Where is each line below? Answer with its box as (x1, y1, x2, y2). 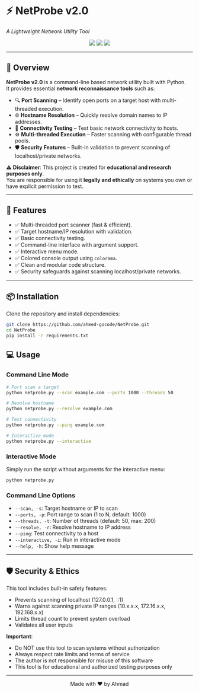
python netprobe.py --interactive (6, 438, 92, 444)
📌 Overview (6, 63, 50, 73)
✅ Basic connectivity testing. (14, 234, 86, 241)
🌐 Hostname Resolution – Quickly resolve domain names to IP (14, 111, 168, 119)
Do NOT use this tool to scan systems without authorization (14, 644, 160, 652)
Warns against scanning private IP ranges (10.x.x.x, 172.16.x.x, (14, 602, 166, 609)
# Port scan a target (6, 384, 60, 390)
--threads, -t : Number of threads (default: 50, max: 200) (14, 518, 156, 525)
